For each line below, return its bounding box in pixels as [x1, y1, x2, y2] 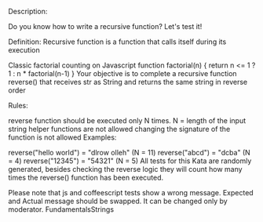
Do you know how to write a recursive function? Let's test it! [8, 22, 203, 31]
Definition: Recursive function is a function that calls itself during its [8, 37, 227, 46]
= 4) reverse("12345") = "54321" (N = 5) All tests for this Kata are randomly [8, 156, 252, 166]
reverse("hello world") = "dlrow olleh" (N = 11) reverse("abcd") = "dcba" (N [8, 148, 251, 157]
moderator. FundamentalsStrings [8, 205, 115, 214]
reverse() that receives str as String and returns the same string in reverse [8, 78, 248, 86]
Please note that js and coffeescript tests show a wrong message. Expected [8, 188, 254, 197]
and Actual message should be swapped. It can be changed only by [8, 196, 228, 206]
